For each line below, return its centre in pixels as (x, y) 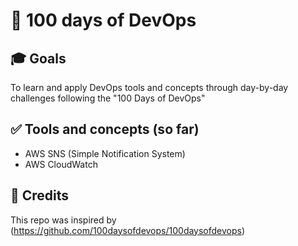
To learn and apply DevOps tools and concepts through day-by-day (149, 87)
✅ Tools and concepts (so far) (105, 129)
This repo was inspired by (63, 220)
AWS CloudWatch (61, 164)
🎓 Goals (38, 58)
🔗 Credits (40, 195)
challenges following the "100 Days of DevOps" (108, 98)
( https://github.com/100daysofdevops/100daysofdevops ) (128, 230)
